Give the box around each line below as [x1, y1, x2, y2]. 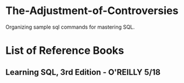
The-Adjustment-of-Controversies [5, 4, 179, 18]
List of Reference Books [5, 44, 125, 57]
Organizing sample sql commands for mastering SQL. [5, 23, 135, 30]
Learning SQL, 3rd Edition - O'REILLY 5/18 [5, 67, 161, 77]
